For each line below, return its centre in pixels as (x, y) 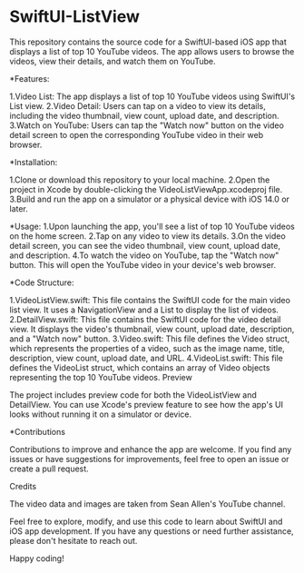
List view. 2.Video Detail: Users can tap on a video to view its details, (137, 105)
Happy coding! (37, 558)
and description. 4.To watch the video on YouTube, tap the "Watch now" (144, 255)
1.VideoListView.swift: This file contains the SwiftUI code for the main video (150, 300)
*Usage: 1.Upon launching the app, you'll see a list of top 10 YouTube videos (152, 226)
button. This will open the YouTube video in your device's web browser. (143, 264)
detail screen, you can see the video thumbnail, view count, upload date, (145, 245)
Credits (23, 486)
